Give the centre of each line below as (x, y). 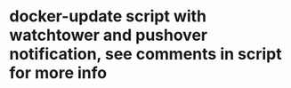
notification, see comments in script (145, 54)
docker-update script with (108, 16)
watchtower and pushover (108, 35)
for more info (58, 73)
